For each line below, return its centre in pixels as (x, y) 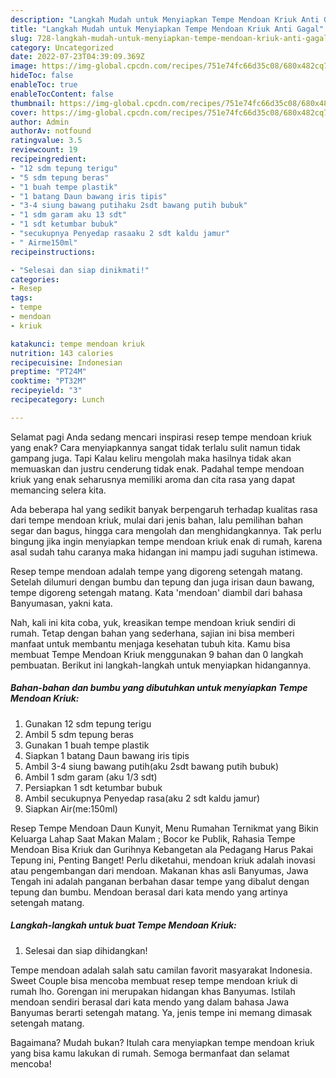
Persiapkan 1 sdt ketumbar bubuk (93, 787)
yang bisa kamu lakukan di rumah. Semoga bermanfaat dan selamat (150, 1053)
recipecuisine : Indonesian (66, 362)
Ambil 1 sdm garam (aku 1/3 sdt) (91, 777)
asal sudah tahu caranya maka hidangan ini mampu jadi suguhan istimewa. (164, 552)
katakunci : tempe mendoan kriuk (77, 344)
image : (24, 66)
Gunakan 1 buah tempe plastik (87, 745)
